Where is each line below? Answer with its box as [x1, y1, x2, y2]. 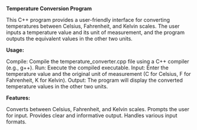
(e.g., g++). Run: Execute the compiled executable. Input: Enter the [6, 64, 169, 71]
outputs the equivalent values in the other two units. [6, 35, 133, 42]
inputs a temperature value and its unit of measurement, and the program [6, 29, 185, 36]
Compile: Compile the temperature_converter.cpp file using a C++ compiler [6, 58, 189, 65]
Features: [6, 94, 31, 101]
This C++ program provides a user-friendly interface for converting [6, 16, 170, 23]
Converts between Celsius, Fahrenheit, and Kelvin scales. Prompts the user [6, 106, 189, 112]
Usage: [6, 46, 25, 54]
